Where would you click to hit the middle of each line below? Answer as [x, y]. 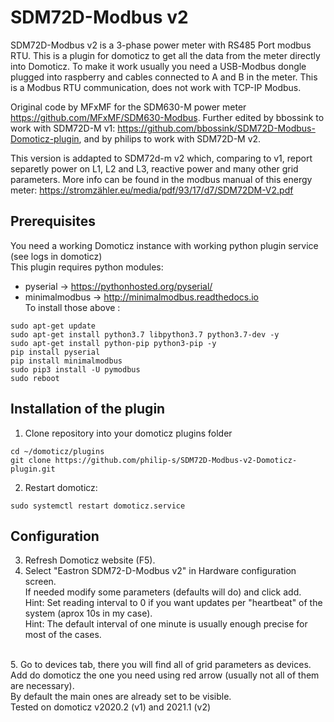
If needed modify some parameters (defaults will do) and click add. [163, 592]
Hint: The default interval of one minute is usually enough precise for [166, 624]
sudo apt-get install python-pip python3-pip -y [113, 343]
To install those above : [72, 307]
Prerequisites [53, 221]
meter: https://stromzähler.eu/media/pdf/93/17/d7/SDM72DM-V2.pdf [152, 190]
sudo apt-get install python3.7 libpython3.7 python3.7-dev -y [145, 334]
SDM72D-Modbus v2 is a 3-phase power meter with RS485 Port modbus [161, 45]
